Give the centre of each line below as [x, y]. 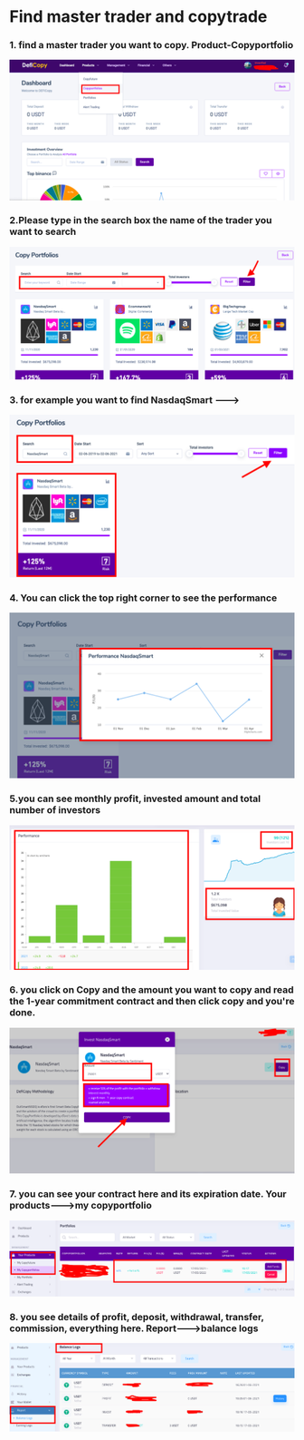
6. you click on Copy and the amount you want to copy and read [152, 990]
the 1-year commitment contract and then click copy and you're [152, 1002]
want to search [43, 231]
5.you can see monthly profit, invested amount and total [135, 798]
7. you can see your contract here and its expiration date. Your [148, 1194]
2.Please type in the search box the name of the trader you [141, 220]
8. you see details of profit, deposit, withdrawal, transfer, [137, 1317]
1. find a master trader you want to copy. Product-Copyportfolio [152, 45]
